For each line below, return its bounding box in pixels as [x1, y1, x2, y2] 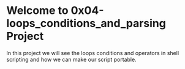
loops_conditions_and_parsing [6, 16, 167, 30]
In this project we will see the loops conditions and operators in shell [6, 49, 179, 56]
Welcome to [6, 4, 69, 18]
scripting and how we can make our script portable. [6, 56, 137, 63]
